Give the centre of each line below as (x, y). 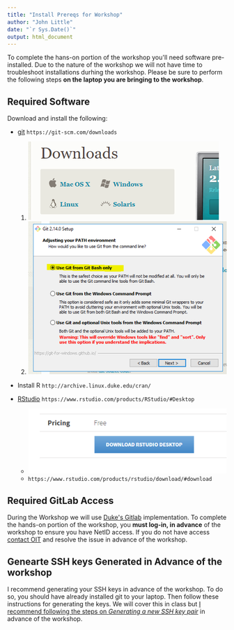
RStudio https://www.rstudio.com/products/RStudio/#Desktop (106, 399)
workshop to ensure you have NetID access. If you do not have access (109, 532)
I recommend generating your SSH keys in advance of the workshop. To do (115, 589)
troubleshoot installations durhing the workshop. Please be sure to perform (115, 72)
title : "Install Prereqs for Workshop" (65, 15)
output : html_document (40, 37)
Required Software (49, 101)
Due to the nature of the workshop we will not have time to (119, 65)
